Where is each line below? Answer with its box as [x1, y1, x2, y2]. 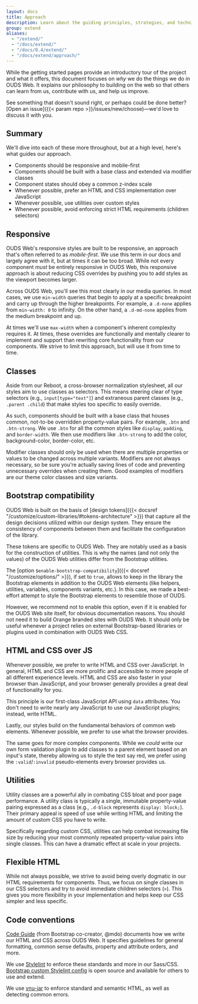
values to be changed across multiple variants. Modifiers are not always [6, 455, 181, 462]
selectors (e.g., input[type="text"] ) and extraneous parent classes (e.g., [6, 395, 184, 402]
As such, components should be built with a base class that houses [6, 412, 170, 419]
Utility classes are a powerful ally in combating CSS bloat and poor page [6, 791, 182, 798]
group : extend [6, 25, 41, 31]
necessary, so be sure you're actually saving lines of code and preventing [6, 461, 186, 468]
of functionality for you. [6, 686, 63, 693]
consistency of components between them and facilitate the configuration [6, 525, 186, 532]
